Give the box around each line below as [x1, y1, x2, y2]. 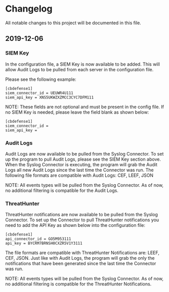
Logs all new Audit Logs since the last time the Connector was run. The [5, 167, 154, 173]
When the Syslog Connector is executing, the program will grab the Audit [5, 161, 158, 167]
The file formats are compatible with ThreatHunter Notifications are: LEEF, [5, 250, 159, 256]
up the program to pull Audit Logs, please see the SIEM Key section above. [5, 156, 161, 162]
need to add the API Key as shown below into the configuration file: [5, 222, 146, 228]
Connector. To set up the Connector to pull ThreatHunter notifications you [5, 217, 159, 223]
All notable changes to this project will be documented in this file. [5, 20, 142, 26]
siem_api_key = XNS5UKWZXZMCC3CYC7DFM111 [5, 94, 94, 100]
